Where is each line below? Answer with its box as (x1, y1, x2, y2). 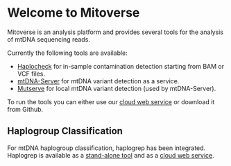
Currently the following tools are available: (7, 49, 128, 57)
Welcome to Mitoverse (7, 5, 140, 21)
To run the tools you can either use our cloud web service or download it (7, 97, 215, 106)
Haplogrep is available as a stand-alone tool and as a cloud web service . (7, 151, 215, 159)
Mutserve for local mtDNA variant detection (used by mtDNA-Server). (17, 84, 216, 92)
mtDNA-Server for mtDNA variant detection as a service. (17, 76, 180, 85)
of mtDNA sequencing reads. (7, 35, 90, 43)
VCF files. (17, 69, 45, 78)
